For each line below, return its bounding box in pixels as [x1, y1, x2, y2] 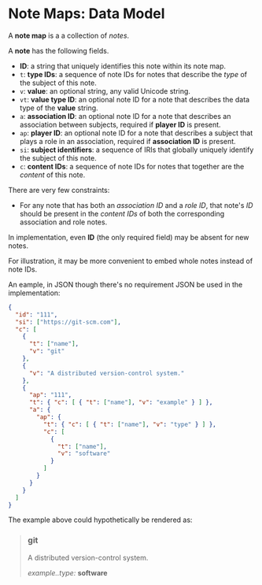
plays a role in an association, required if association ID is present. [19, 136, 236, 146]
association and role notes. [19, 217, 108, 227]
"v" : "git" [28, 347, 65, 355]
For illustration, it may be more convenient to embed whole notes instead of [8, 256, 253, 265]
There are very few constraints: [8, 185, 110, 194]
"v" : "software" [57, 450, 111, 457]
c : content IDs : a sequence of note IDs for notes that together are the [19, 161, 245, 171]
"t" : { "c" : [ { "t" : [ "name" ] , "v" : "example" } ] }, [28, 398, 213, 406]
